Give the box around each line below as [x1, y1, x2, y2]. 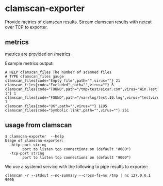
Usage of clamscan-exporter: [5, 138, 64, 143]
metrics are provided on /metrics [5, 51, 71, 57]
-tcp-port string [9, 151, 45, 155]
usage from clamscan [5, 121, 72, 129]
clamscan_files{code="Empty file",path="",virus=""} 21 [5, 78, 120, 83]
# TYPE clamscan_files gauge [5, 74, 64, 79]
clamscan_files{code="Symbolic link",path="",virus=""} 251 [5, 108, 130, 113]
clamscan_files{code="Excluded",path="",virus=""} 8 [5, 82, 114, 87]
